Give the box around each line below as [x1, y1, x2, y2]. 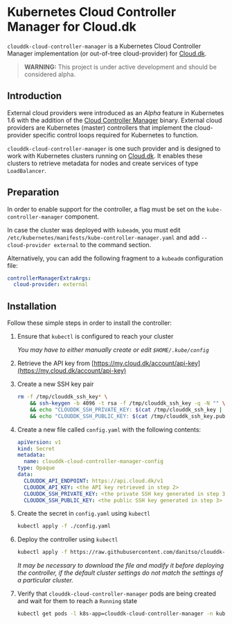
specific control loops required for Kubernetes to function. [32, 130, 199, 139]
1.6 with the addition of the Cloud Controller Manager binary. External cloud [7, 116, 222, 124]
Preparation [7, 187, 60, 199]
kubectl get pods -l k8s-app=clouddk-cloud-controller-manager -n [17, 610, 213, 618]
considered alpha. [24, 70, 76, 78]
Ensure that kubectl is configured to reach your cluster [17, 332, 174, 341]
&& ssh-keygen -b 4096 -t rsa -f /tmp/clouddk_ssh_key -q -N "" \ [30, 400, 226, 407]
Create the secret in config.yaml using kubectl [17, 509, 151, 518]
